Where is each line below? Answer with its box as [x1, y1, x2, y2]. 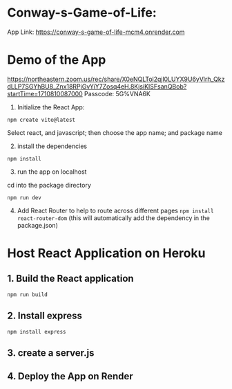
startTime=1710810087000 [7, 89, 83, 98]
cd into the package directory [7, 181, 92, 189]
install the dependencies [17, 142, 88, 150]
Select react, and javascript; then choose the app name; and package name [7, 128, 223, 136]
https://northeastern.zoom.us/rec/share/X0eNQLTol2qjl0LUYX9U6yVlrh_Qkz [7, 75, 225, 83]
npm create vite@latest [7, 116, 76, 123]
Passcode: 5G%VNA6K [84, 89, 151, 98]
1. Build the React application [7, 273, 134, 284]
